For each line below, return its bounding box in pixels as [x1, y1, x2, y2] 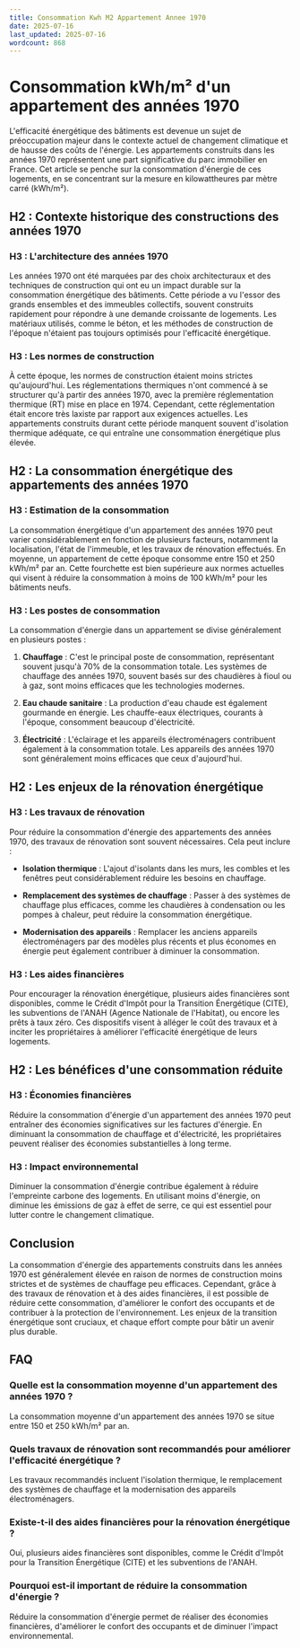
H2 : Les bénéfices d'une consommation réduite [9, 1062, 284, 1078]
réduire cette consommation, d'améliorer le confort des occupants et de [9, 1297, 276, 1308]
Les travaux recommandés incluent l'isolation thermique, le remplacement [9, 1474, 282, 1485]
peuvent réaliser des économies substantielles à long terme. [9, 1138, 232, 1149]
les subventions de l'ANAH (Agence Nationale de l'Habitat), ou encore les [9, 1008, 280, 1018]
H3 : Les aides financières [9, 967, 124, 980]
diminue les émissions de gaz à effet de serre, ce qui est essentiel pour [9, 1200, 272, 1211]
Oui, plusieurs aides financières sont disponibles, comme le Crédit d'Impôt [9, 1547, 284, 1558]
